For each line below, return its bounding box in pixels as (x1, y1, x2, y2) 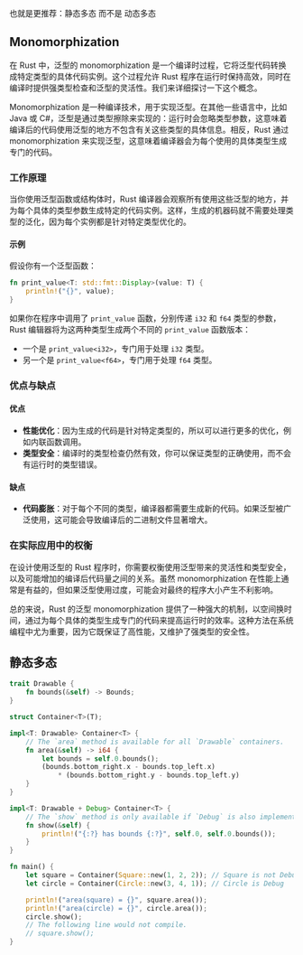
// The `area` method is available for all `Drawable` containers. (25, 737, 284, 746)
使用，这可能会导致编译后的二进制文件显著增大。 (30, 514, 213, 526)
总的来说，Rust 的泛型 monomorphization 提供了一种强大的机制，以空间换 (9, 604, 285, 614)
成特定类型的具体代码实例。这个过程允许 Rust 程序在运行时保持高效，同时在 (9, 70, 291, 81)
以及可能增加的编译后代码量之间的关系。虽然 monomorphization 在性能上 (9, 573, 281, 584)
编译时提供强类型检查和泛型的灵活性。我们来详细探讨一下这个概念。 (9, 82, 262, 93)
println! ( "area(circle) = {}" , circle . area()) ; (25, 904, 207, 913)
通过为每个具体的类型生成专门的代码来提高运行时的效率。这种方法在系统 (24, 614, 294, 625)
